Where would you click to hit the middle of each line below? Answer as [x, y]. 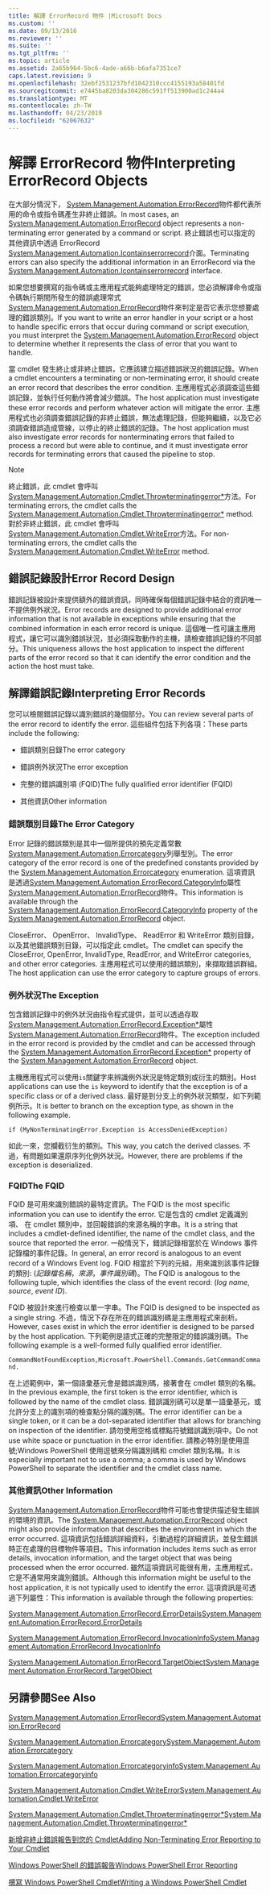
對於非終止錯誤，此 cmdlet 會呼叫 [64, 523]
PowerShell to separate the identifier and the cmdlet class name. [115, 1469]
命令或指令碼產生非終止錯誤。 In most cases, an [100, 214]
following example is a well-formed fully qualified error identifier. [115, 1345]
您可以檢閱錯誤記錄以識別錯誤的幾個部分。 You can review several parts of [131, 714]
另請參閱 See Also [52, 1698]
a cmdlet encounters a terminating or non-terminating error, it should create [134, 378]
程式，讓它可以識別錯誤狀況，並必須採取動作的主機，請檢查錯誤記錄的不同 [131, 638]
